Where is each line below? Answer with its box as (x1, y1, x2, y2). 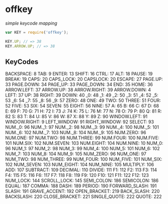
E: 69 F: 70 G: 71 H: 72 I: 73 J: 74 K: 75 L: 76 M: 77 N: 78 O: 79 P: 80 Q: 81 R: (5, 108, 162, 114)
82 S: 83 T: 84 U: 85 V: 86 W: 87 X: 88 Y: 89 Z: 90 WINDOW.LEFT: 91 (5, 114, 148, 120)
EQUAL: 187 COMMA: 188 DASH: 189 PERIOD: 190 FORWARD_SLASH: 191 (5, 183, 157, 189)
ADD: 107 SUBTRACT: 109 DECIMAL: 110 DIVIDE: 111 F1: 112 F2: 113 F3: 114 (5, 167, 157, 173)
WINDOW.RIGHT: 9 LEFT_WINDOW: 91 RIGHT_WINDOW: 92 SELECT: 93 (5, 119, 154, 125)
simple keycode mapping (5, 20, 58, 26)
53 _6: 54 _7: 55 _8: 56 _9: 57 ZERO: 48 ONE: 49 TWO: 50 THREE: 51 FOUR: (5, 97, 161, 104)
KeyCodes (5, 57, 39, 66)
